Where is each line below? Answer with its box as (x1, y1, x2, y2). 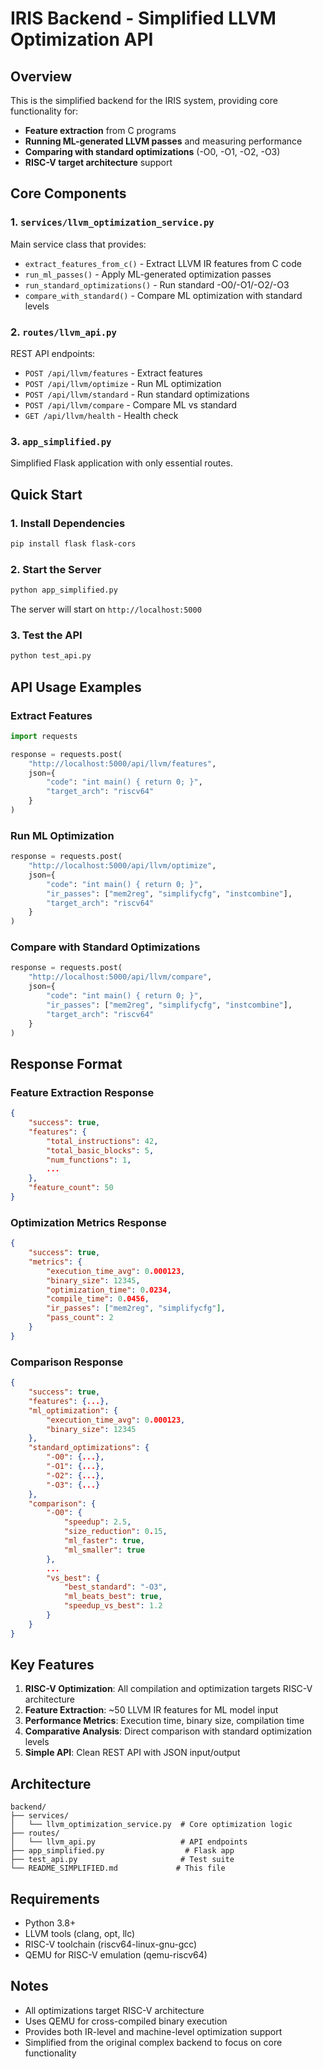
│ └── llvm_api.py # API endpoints (10, 1837, 248, 1847)
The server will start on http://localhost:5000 (10, 603, 202, 616)
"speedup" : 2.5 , (63, 1517, 132, 1527)
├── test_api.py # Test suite (10, 1855, 235, 1865)
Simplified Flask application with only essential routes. (10, 457, 233, 469)
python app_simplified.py (10, 585, 118, 596)
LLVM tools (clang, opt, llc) (24, 1928, 136, 1940)
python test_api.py (10, 651, 92, 661)
